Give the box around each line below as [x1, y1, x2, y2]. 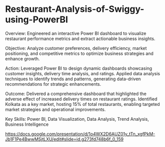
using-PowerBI [5, 14, 68, 25]
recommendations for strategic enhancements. [5, 81, 101, 87]
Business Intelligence [5, 121, 49, 127]
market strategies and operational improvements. [5, 106, 106, 112]
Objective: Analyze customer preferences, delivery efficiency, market [5, 45, 147, 51]
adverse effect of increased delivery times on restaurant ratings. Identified [5, 96, 158, 102]
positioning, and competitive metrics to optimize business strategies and [5, 50, 154, 56]
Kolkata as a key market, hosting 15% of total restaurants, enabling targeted [5, 101, 160, 107]
